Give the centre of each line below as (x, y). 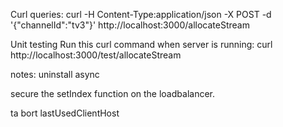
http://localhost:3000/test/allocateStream (96, 55)
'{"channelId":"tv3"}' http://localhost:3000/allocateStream (130, 25)
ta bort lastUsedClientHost (65, 113)
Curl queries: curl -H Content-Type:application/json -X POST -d (141, 14)
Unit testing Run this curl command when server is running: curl (141, 44)
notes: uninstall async (55, 74)
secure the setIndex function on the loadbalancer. (112, 93)
